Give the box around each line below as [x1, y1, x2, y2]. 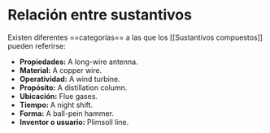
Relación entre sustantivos [7, 6, 193, 24]
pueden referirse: [7, 41, 66, 50]
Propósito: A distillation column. [19, 83, 128, 92]
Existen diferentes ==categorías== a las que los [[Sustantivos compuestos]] [7, 32, 263, 42]
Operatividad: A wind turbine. [19, 74, 120, 84]
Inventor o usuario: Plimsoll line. [19, 117, 129, 127]
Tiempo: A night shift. [19, 100, 94, 109]
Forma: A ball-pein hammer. [19, 108, 115, 118]
